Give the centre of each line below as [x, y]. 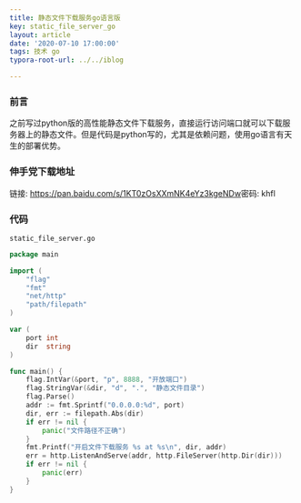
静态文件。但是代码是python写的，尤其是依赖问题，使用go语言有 [162, 135]
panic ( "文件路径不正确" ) [84, 430]
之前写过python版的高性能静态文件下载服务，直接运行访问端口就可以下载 [146, 123]
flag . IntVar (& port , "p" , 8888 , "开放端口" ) [107, 380]
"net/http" [46, 297]
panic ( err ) [63, 473]
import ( [26, 271]
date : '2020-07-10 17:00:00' [65, 43]
